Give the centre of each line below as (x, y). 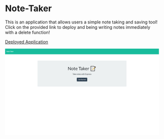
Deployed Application (27, 41)
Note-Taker (29, 9)
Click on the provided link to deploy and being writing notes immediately (78, 27)
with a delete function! (28, 32)
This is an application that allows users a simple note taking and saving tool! (81, 22)
